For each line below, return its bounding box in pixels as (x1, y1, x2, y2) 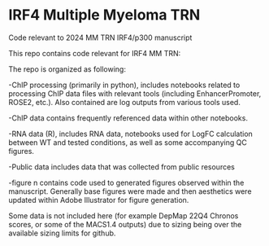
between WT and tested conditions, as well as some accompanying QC (8, 137, 248, 147)
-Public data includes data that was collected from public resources (8, 161, 236, 172)
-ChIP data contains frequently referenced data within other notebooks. (8, 112, 248, 123)
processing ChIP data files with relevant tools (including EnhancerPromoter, (8, 88, 262, 99)
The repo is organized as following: (8, 64, 126, 74)
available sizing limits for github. (8, 228, 116, 238)
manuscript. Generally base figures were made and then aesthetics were (8, 186, 252, 196)
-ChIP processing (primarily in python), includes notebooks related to (8, 80, 241, 90)
